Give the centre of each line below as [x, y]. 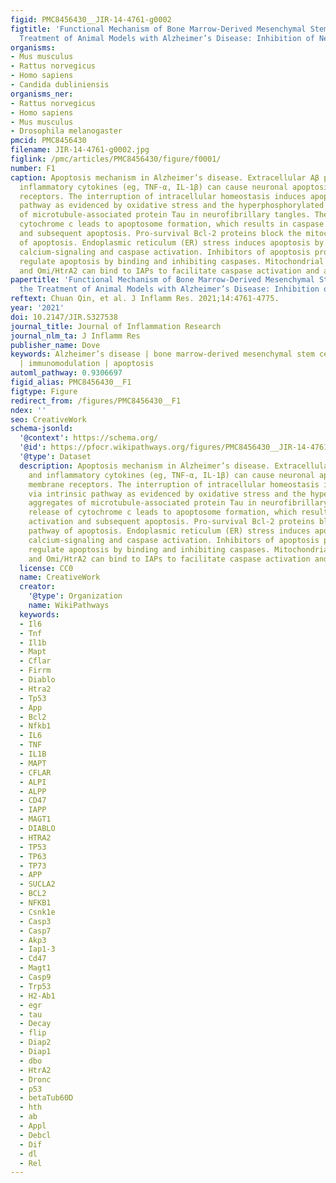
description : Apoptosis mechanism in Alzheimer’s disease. [145, 466]
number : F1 [33, 168]
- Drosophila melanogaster [66, 131]
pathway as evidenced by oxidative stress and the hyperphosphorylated [172, 206]
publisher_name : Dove [55, 345]
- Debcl [35, 1135]
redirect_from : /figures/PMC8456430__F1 [96, 401]
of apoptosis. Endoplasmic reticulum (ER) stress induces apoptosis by [172, 242]
